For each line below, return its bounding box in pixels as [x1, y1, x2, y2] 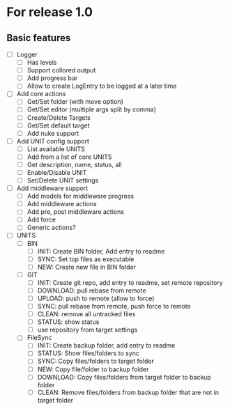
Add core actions [16, 90, 66, 98]
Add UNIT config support [16, 137, 90, 145]
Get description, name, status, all [26, 160, 123, 169]
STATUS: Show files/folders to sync [37, 349, 140, 357]
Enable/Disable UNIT [26, 168, 87, 176]
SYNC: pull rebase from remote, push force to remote [37, 302, 191, 310]
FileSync [26, 334, 52, 342]
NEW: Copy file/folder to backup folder [37, 365, 149, 373]
